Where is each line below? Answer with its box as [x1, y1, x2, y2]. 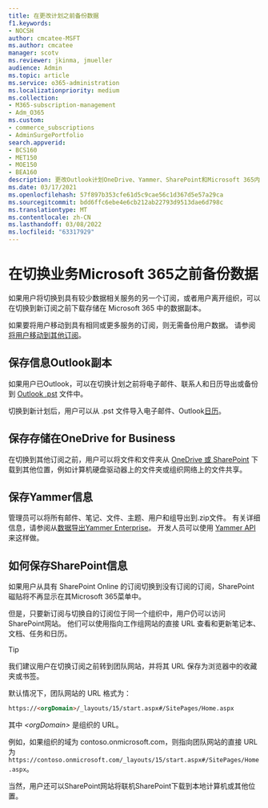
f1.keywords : [8, 19, 52, 27]
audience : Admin [8, 64, 62, 72]
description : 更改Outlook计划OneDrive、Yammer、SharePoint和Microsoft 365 [8, 176, 254, 185]
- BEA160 [8, 169, 38, 177]
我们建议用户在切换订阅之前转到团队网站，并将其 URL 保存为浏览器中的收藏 [8, 661, 258, 671]
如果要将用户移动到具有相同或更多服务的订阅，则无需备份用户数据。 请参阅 [8, 320, 256, 330]
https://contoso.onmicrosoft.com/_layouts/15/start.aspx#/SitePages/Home [8, 756, 260, 765]
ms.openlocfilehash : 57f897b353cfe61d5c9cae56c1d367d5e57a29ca [8, 190, 224, 199]
